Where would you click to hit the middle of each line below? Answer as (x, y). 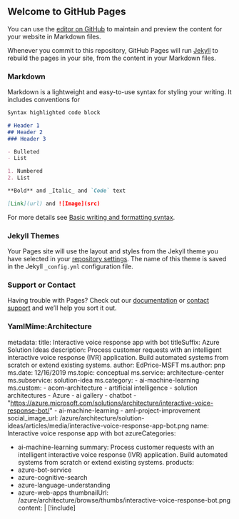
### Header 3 (27, 138)
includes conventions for (44, 100)
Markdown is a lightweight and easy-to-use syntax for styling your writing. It (119, 92)
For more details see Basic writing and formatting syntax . (91, 217)
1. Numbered (25, 171)
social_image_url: (33, 418)
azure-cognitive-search (52, 477)
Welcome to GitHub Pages (67, 12)
